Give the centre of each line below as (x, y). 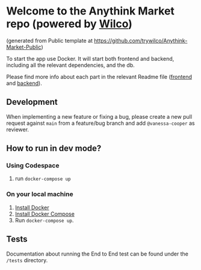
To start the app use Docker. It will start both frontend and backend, (90, 58)
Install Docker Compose (45, 214)
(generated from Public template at (50, 40)
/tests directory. (27, 260)
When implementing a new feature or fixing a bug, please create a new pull (99, 116)
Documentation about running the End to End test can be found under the (97, 254)
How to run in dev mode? (54, 149)
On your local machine (40, 194)
